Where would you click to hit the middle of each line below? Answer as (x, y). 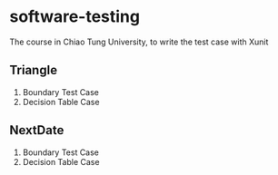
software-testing (75, 17)
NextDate (37, 130)
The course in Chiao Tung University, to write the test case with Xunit (139, 42)
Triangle (33, 70)
